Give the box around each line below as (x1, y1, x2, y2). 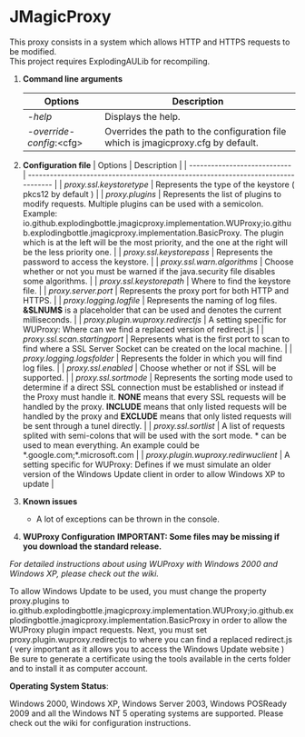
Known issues (22, 495, 78, 506)
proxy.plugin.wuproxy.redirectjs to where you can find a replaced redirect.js (9, 633, 293, 644)
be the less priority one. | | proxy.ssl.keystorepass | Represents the (22, 246, 273, 257)
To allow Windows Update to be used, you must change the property (9, 585, 267, 596)
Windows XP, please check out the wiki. (9, 568, 159, 579)
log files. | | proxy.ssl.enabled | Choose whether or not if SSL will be (22, 362, 277, 373)
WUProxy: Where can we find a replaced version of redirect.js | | (22, 324, 265, 334)
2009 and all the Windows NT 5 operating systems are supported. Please (9, 707, 284, 719)
